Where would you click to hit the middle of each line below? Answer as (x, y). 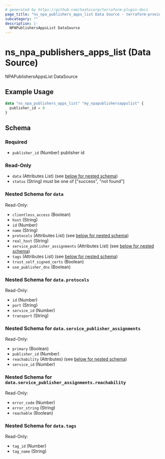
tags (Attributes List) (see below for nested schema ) (65, 256)
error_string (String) (34, 408)
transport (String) (30, 316)
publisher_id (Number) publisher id (48, 153)
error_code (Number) (34, 402)
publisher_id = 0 (27, 108)
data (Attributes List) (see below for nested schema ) (65, 176)
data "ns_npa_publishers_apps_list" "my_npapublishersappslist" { (74, 103)
